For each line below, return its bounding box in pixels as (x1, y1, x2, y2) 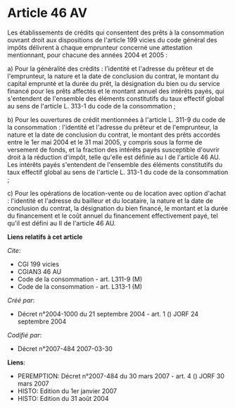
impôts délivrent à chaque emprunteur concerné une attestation (7, 43, 193, 51)
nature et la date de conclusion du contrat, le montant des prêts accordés (7, 130, 220, 139)
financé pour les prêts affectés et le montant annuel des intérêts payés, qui (7, 87, 224, 95)
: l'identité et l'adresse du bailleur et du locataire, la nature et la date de (7, 196, 213, 205)
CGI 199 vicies (17, 259, 60, 268)
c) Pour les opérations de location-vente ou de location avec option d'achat (7, 189, 227, 197)
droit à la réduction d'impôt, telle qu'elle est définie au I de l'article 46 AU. (7, 153, 220, 161)
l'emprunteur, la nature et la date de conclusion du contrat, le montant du (7, 72, 220, 80)
